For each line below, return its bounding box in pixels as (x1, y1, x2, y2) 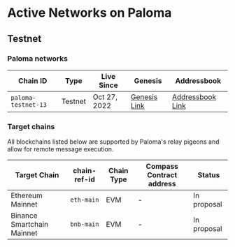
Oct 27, (92, 92, 117, 102)
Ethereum (10, 190, 43, 200)
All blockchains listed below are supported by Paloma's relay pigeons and (7, 137, 220, 146)
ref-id (74, 174, 96, 184)
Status (197, 170, 220, 180)
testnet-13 (10, 100, 47, 109)
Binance (10, 211, 38, 220)
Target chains (7, 121, 55, 131)
